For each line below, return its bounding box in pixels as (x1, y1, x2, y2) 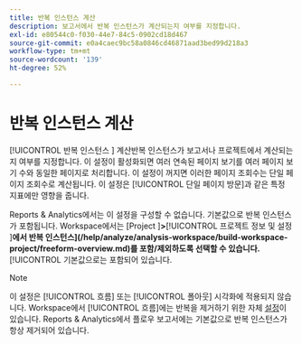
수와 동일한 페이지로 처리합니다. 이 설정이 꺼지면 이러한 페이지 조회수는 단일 (18, 167, 285, 178)
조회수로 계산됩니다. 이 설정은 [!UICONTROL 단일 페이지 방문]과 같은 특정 (25, 178, 286, 190)
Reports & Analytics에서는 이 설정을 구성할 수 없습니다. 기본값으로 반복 (9, 209, 260, 219)
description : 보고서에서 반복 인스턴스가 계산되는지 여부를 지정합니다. (9, 22, 241, 31)
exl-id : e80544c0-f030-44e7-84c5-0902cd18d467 (9, 30, 188, 39)
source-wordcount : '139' (9, 55, 103, 64)
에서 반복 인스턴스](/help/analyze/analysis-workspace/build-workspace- (12, 231, 288, 242)
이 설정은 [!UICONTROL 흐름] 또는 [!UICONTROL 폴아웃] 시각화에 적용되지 (9, 291, 276, 302)
